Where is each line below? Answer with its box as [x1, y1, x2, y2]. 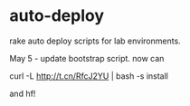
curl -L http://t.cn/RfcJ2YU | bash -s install [9, 70, 169, 82]
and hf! [9, 88, 36, 99]
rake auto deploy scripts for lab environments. [9, 35, 181, 46]
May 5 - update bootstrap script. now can [9, 53, 165, 63]
